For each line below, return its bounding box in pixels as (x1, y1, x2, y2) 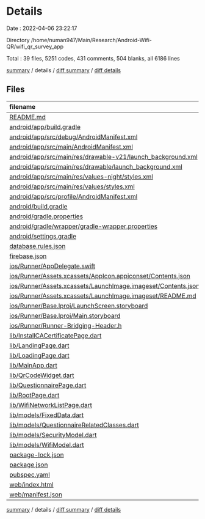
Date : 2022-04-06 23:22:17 (6, 24, 77, 32)
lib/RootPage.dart (9, 391, 60, 399)
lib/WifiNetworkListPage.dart (9, 400, 93, 409)
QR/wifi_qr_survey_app (6, 43, 64, 50)
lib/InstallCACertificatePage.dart (9, 331, 102, 340)
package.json (9, 460, 48, 469)
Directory (6, 36, 30, 43)
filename (9, 102, 36, 111)
